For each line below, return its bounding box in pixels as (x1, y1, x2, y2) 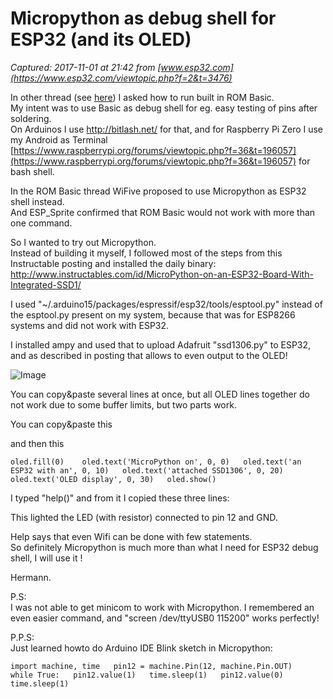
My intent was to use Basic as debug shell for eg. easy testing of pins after (10, 102, 318, 114)
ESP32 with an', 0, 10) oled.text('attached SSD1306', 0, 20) (10, 465, 284, 476)
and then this (10, 437, 65, 449)
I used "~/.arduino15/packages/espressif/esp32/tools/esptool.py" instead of (10, 298, 323, 310)
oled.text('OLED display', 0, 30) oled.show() (10, 474, 217, 484)
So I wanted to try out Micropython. (10, 236, 157, 248)
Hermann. (10, 571, 52, 583)
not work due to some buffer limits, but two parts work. (10, 398, 237, 411)
